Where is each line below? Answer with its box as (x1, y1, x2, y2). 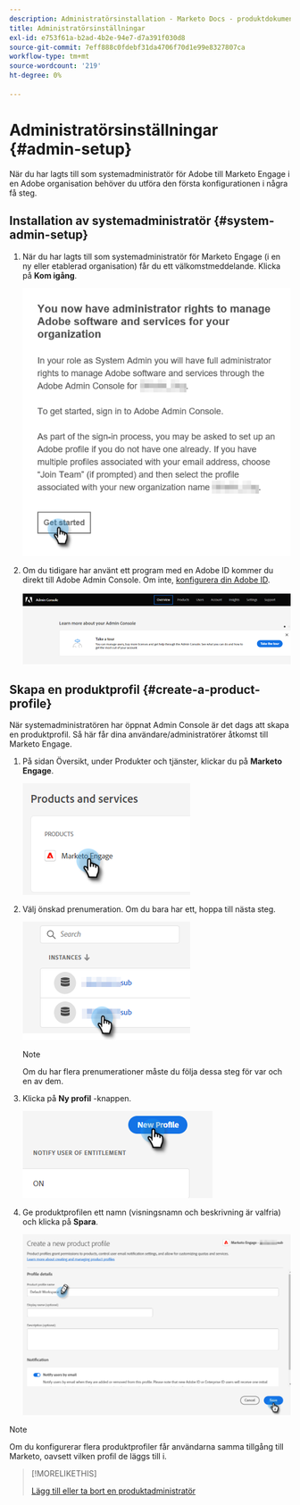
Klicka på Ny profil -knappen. (21, 1093, 132, 1104)
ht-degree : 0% (9, 71, 62, 80)
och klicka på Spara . (21, 1217, 98, 1227)
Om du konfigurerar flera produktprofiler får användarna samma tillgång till (9, 1442, 284, 1452)
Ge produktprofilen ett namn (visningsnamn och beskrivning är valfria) (21, 1207, 281, 1218)
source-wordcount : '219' (9, 62, 102, 71)
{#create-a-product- (142, 681, 261, 697)
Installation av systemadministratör (9, 213, 212, 229)
